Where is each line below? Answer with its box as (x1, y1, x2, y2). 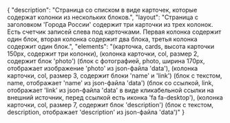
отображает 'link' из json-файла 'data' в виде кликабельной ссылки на (7, 86, 215, 94)
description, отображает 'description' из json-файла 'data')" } (7, 108, 185, 116)
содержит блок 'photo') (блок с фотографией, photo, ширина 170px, (7, 57, 205, 65)
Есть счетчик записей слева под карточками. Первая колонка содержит (7, 27, 222, 36)
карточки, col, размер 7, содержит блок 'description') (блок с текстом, (7, 101, 214, 109)
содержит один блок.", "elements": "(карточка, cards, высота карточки (7, 43, 215, 50)
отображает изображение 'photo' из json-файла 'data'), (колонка (7, 65, 198, 72)
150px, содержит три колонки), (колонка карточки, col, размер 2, (7, 49, 200, 58)
